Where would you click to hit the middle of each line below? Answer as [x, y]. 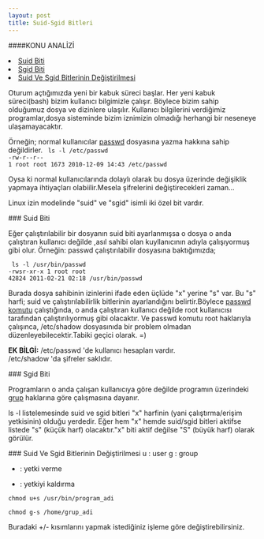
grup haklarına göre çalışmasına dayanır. [74, 397]
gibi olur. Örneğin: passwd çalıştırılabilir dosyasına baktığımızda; [112, 250]
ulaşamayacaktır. [35, 126]
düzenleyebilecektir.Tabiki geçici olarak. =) [78, 335]
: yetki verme [41, 468]
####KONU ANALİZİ [41, 45]
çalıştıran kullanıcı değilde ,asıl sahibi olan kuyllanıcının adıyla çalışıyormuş [129, 241]
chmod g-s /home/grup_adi [50, 512]
